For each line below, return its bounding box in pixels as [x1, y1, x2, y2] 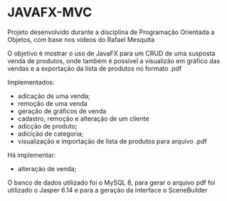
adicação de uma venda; [17, 92, 90, 100]
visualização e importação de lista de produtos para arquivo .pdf [17, 136, 208, 146]
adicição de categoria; [17, 129, 84, 138]
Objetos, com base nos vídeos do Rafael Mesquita [7, 35, 155, 43]
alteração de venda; [17, 164, 77, 173]
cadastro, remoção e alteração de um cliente [17, 114, 149, 123]
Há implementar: [7, 151, 56, 159]
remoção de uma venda [17, 99, 88, 107]
